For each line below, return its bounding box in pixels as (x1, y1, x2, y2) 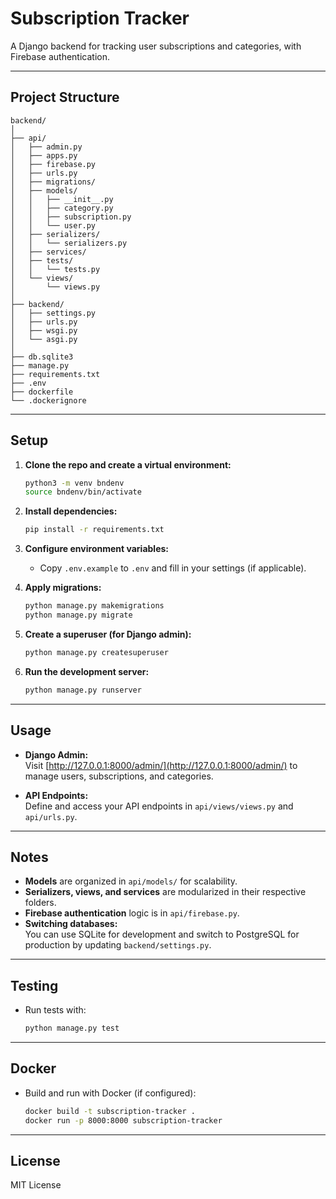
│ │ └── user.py (10, 220, 97, 231)
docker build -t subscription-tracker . (24, 1106, 196, 1116)
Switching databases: (24, 918, 118, 930)
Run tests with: (24, 1004, 87, 1016)
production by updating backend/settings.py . (24, 939, 212, 951)
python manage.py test (24, 1023, 120, 1034)
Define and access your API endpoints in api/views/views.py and (24, 800, 294, 812)
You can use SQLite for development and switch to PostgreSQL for (24, 928, 300, 941)
